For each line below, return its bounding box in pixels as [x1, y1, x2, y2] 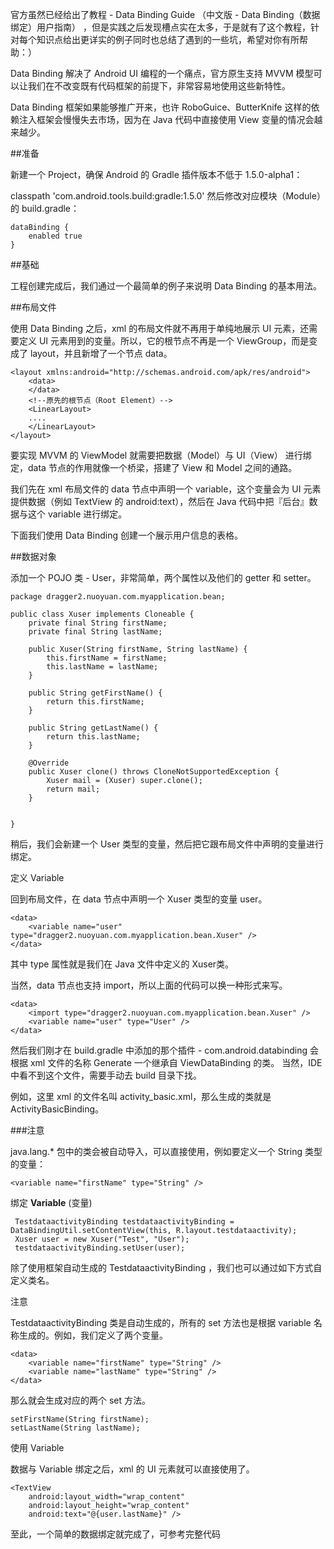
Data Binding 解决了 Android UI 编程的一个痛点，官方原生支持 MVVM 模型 [10, 68, 314, 79]
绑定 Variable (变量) [10, 1197, 93, 1208]
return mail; [46, 784, 101, 794]
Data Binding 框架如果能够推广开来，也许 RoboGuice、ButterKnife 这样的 [10, 101, 312, 113]
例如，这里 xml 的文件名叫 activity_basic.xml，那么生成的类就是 [10, 1091, 272, 1102]
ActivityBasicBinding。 [10, 1103, 105, 1115]
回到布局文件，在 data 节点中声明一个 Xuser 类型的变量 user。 [10, 893, 268, 905]
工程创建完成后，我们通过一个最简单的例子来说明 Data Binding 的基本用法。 [10, 280, 322, 292]
